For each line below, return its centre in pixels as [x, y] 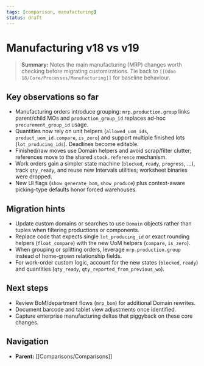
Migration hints [36, 209]
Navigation [27, 342]
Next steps [27, 288]
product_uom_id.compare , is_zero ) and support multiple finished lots [100, 137]
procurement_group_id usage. [52, 125]
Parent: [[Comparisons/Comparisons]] [64, 356]
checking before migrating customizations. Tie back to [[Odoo [99, 71]
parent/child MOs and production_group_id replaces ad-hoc [90, 118]
